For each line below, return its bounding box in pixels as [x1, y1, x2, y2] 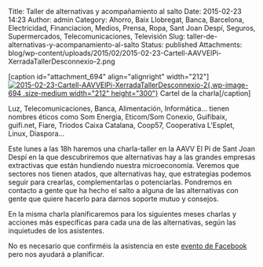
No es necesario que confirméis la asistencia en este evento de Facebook [8, 241, 247, 251]
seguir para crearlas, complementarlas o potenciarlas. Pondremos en [8, 177, 232, 187]
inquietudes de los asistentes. [8, 226, 104, 235]
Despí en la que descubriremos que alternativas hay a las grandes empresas [8, 152, 256, 162]
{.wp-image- [206, 80, 249, 90]
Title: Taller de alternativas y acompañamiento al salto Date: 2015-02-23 [8, 7, 242, 16]
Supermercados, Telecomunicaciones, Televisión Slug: [8, 31, 186, 41]
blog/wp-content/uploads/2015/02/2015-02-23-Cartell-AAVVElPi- [8, 49, 222, 57]
